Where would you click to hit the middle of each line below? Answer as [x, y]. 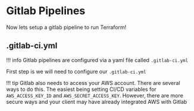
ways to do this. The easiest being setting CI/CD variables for [81, 89]
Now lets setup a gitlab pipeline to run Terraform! [66, 27]
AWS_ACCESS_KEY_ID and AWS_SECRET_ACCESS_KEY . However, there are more [95, 95]
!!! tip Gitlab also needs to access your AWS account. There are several [93, 83]
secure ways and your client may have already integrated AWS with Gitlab [97, 102]
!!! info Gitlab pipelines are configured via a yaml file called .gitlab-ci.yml [97, 60]
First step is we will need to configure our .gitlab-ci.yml [76, 71]
